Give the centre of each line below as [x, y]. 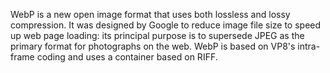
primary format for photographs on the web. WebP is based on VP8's [153, 46]
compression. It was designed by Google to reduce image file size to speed [166, 25]
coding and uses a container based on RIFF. [127, 57]
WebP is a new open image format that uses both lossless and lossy [150, 14]
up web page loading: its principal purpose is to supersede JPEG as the [157, 35]
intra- [309, 46]
